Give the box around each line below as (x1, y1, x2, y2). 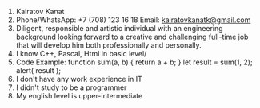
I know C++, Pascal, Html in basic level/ (15, 49, 147, 58)
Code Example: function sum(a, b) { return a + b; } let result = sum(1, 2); (15, 57, 254, 67)
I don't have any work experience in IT (15, 75, 142, 83)
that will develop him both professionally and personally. (15, 40, 202, 50)
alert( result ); (15, 66, 62, 75)
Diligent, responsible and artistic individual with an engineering (15, 24, 223, 33)
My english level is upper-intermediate (15, 91, 143, 100)
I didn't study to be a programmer (15, 83, 127, 92)
